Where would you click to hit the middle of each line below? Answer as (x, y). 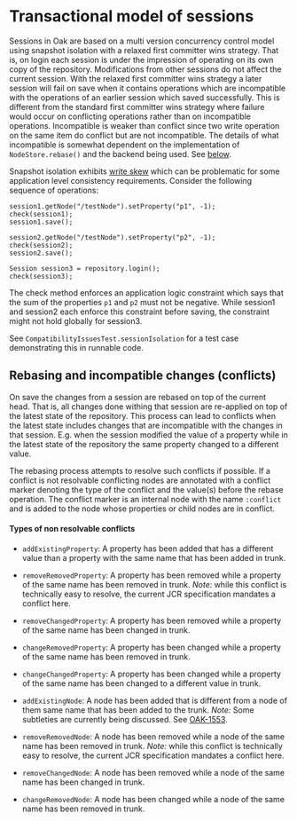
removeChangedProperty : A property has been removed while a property (152, 620)
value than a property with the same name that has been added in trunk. (154, 557)
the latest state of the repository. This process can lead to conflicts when (143, 415)
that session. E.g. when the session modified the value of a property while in (148, 434)
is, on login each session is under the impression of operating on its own (141, 59)
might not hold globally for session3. (76, 320)
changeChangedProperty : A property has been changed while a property (152, 674)
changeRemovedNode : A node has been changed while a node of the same (153, 799)
